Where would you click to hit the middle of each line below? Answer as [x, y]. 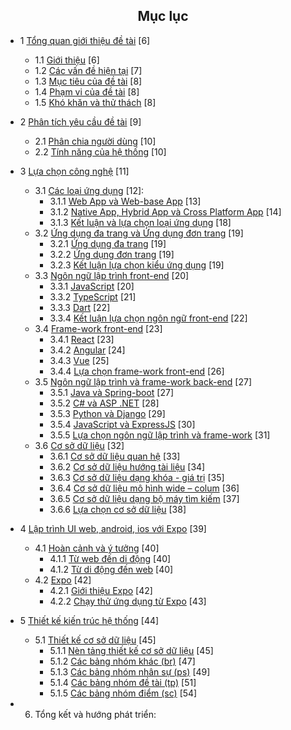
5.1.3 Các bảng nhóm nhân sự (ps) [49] [130, 671]
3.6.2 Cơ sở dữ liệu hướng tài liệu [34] [127, 466]
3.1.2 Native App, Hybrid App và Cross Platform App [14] [165, 211]
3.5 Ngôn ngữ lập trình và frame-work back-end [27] [143, 381]
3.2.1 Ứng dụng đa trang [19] [108, 243]
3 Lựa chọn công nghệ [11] [74, 171]
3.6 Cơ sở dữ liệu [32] [79, 445]
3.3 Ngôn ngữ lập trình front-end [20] [112, 275]
